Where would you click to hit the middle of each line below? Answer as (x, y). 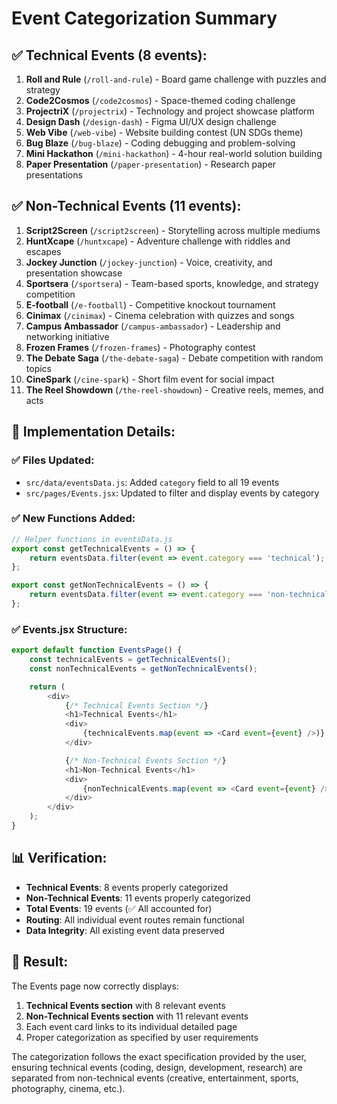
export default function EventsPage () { (97, 650)
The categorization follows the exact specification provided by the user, (159, 1056)
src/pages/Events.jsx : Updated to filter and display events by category (172, 493)
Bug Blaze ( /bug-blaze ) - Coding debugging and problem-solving (160, 143)
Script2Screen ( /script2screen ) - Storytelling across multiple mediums (173, 230)
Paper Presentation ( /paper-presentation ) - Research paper (151, 164)
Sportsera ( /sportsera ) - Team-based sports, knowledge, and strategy (172, 283)
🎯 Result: (40, 962)
